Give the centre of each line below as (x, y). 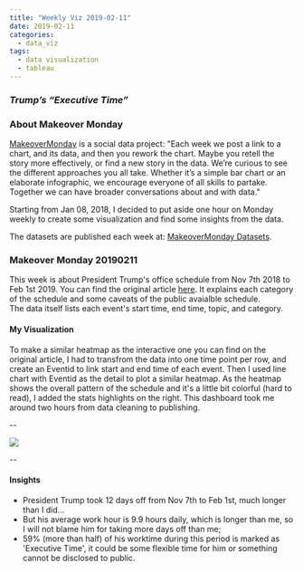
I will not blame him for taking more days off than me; (122, 529)
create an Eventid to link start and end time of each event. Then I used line (148, 368)
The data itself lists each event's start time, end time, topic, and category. (146, 309)
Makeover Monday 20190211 (74, 261)
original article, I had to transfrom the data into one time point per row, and (148, 359)
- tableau (36, 69)
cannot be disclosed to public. (79, 558)
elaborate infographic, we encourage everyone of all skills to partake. (139, 183)
